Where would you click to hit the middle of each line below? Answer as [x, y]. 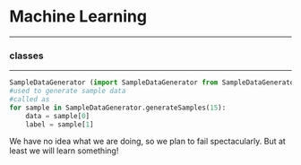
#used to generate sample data [68, 91]
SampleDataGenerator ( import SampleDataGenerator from [114, 82]
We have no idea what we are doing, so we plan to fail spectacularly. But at [148, 142]
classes [26, 56]
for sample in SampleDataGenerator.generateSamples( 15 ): [118, 108]
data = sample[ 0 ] [58, 116]
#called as [30, 99]
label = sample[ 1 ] [60, 124]
